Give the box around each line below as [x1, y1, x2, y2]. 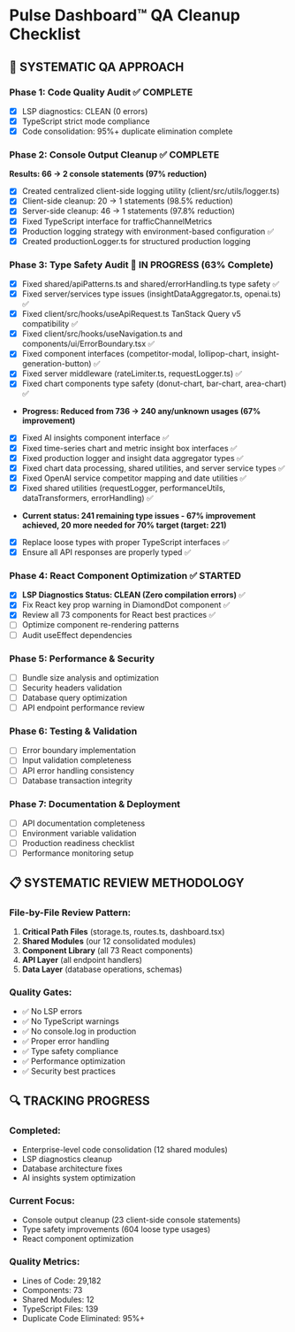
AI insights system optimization [21, 1172, 136, 1182]
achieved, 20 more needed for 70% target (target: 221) [21, 520, 227, 530]
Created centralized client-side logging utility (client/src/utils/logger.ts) [21, 186, 280, 196]
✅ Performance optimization [21, 1056, 126, 1066]
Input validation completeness [21, 755, 132, 766]
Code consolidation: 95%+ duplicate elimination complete [21, 126, 233, 136]
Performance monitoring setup [21, 848, 134, 858]
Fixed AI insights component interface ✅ [21, 433, 170, 443]
